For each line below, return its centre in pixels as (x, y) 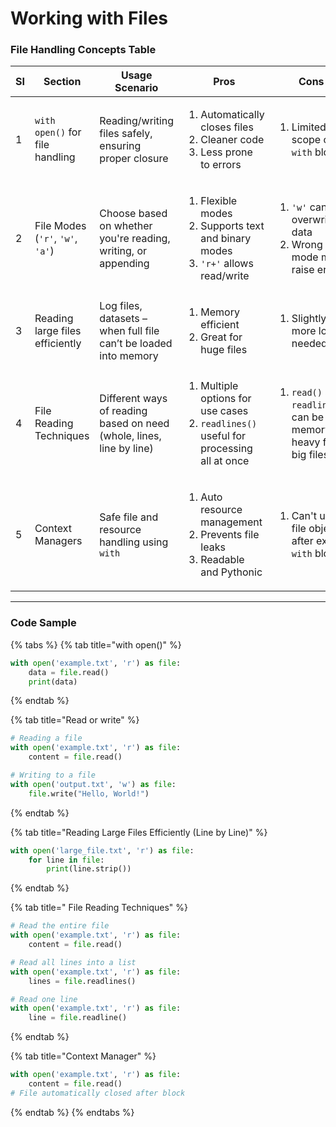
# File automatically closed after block (98, 1093)
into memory (129, 356)
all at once (225, 461)
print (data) (53, 682)
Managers (58, 541)
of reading (123, 411)
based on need (134, 424)
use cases (224, 411)
